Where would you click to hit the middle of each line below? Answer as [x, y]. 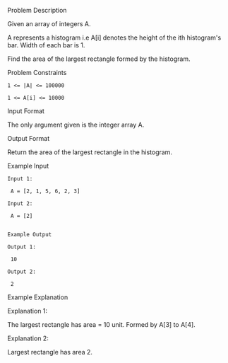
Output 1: [22, 247]
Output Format [29, 138]
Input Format [26, 111]
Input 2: [20, 204]
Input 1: [20, 179]
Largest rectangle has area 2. [50, 352]
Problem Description [37, 10]
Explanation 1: [28, 311]
